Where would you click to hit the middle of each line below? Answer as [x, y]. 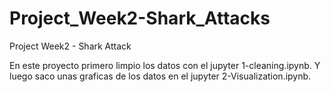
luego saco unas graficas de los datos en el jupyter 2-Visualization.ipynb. [160, 76]
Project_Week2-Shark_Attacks [140, 18]
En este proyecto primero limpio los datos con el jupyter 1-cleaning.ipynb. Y [165, 65]
